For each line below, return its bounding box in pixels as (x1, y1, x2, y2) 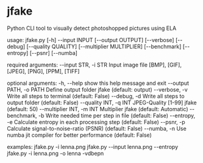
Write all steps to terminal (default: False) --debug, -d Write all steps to (7, 92, 185, 100)
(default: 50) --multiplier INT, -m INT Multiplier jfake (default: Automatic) (7, 105, 188, 112)
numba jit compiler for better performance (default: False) (7, 131, 152, 139)
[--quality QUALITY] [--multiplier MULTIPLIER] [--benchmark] (26, 43, 182, 50)
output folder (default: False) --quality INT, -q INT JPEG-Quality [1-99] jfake (7, 99, 197, 106)
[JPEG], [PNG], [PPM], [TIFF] (7, 67, 80, 74)
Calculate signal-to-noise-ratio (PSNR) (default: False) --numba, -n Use (7, 125, 187, 132)
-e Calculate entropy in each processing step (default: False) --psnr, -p (7, 118, 185, 126)
